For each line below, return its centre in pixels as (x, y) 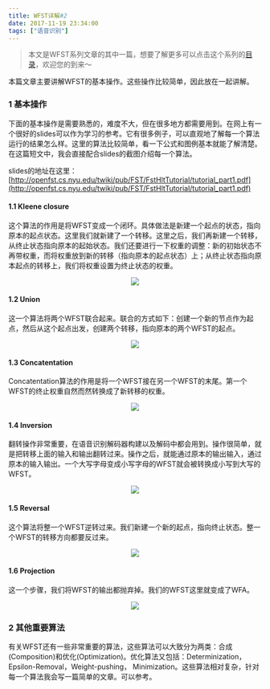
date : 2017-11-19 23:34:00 (53, 23)
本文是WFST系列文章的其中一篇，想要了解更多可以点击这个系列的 (137, 55)
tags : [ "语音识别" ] (39, 31)
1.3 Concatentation (41, 362)
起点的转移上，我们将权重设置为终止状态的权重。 (96, 265)
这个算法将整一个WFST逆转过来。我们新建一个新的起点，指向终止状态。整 (131, 527)
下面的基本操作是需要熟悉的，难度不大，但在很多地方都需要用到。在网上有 (131, 123)
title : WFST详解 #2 (38, 16)
